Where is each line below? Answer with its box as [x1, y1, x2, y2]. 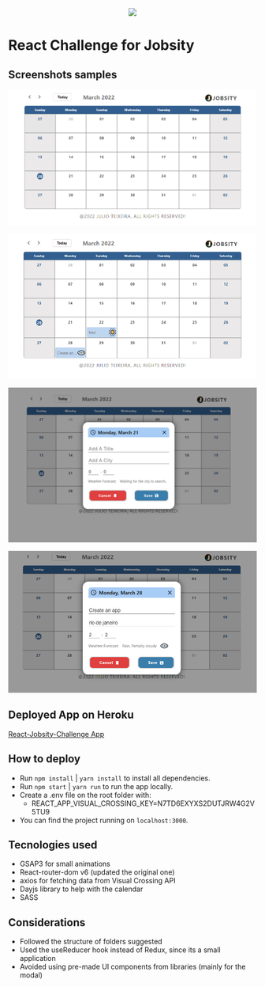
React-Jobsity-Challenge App [8, 729, 105, 738]
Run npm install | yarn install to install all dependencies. [19, 773, 211, 783]
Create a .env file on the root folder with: [19, 790, 151, 799]
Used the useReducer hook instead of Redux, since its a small [19, 945, 221, 955]
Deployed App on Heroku [8, 708, 134, 722]
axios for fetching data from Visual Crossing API [19, 876, 176, 886]
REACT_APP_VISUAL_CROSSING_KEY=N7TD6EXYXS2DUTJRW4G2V [31, 799, 255, 808]
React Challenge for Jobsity [8, 36, 195, 55]
